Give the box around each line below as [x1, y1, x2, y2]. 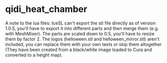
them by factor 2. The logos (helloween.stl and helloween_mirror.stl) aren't [5, 36, 159, 42]
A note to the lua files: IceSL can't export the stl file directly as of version [5, 20, 156, 26]
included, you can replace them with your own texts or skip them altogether [5, 41, 162, 47]
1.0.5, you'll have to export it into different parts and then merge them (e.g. [5, 25, 159, 31]
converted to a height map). [5, 51, 63, 58]
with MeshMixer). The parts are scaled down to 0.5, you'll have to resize [5, 30, 155, 36]
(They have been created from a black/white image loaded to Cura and [5, 46, 152, 52]
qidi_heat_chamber [5, 3, 88, 15]
